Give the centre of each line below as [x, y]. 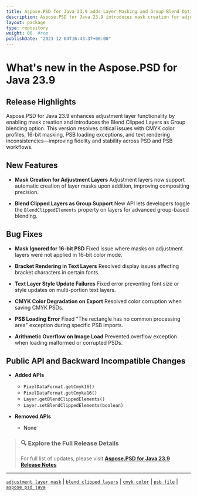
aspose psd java [26, 487]
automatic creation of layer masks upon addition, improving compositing [102, 186]
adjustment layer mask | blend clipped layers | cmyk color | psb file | [92, 481]
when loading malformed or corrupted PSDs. [69, 342]
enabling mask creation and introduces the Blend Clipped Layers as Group [96, 122]
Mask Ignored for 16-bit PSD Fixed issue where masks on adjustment [98, 248]
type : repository [27, 28]
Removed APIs [33, 416]
